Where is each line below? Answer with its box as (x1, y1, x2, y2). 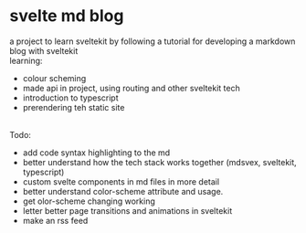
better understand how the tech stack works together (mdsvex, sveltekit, (22, 156, 297, 167)
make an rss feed (22, 215, 89, 226)
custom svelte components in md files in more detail (22, 175, 220, 187)
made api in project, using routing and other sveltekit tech (22, 82, 240, 93)
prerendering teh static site (22, 101, 125, 112)
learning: (9, 55, 43, 66)
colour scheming (22, 72, 87, 83)
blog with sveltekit (9, 45, 79, 56)
